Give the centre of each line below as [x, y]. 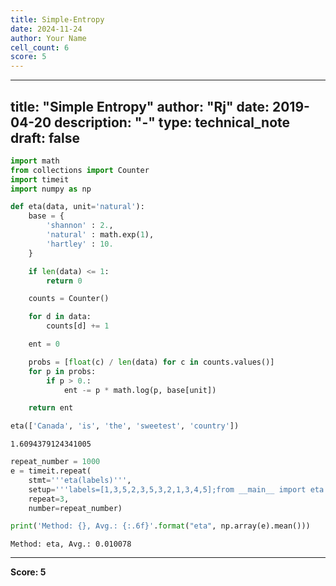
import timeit [40, 179]
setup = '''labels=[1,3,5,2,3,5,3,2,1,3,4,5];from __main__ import [167, 489]
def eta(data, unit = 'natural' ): [77, 207]
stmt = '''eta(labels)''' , [80, 480]
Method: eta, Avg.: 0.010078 [71, 544]
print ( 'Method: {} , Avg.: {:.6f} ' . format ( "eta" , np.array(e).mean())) [160, 526]
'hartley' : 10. [80, 244]
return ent [51, 408]
